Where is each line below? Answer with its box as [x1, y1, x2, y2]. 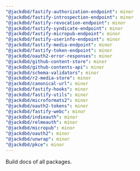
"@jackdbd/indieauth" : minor [5, 114, 78, 120]
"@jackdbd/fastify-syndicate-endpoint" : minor [5, 25, 123, 32]
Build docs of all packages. [5, 158, 72, 165]
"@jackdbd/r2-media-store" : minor [5, 75, 92, 81]
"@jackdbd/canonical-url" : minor [5, 81, 89, 87]
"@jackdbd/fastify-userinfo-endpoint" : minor [5, 36, 120, 42]
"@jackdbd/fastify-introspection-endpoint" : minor [5, 14, 134, 20]
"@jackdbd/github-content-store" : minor [5, 58, 108, 64]
